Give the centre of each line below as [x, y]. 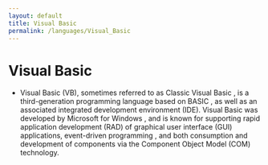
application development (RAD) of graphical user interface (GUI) [126, 127]
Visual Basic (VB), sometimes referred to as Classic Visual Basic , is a [134, 93]
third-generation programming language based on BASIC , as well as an [138, 101]
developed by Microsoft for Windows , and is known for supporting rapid [140, 118]
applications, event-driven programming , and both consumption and [134, 136]
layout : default [35, 16]
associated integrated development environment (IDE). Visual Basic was [139, 110]
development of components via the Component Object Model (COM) [135, 144]
